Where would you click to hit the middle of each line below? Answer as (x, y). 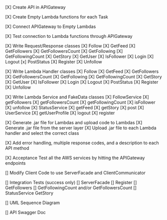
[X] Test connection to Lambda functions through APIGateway (69, 36)
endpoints (15, 163)
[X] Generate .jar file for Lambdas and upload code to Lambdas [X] (74, 122)
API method (17, 148)
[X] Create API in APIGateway (35, 7)
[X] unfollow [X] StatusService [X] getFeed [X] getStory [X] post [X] (75, 108)
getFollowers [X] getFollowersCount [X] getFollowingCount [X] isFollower (80, 102)
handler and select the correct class (42, 133)
